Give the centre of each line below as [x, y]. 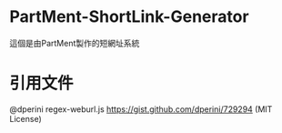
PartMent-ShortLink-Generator [129, 17]
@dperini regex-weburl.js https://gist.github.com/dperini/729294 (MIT [141, 109]
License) [26, 118]
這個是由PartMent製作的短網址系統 [75, 43]
